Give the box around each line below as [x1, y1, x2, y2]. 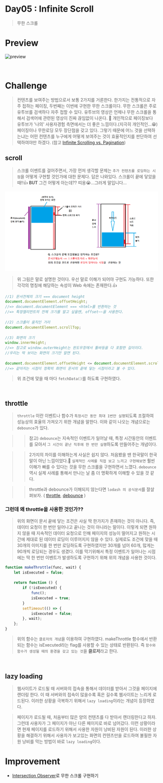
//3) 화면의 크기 [5, 335, 35, 340]
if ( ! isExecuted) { [22, 586, 62, 591]
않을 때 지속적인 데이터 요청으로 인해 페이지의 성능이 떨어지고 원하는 [22, 530, 150, 536]
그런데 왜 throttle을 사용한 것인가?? [5, 506, 83, 513]
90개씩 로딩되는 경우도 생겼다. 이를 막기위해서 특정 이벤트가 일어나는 [16, 548, 147, 554]
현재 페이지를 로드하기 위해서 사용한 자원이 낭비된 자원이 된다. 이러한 [22, 726, 152, 732]
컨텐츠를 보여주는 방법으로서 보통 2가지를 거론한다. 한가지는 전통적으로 [16, 96, 151, 103]
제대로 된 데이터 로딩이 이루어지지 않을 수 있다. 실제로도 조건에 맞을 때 [26, 536, 158, 542]
